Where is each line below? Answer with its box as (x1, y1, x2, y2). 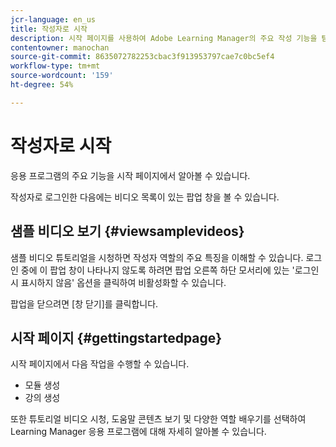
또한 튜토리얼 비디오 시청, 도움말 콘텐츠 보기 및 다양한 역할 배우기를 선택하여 (10, 413, 307, 425)
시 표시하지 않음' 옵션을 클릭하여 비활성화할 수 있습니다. (10, 276, 227, 288)
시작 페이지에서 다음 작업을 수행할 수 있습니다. (10, 358, 190, 370)
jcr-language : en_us (10, 14, 97, 25)
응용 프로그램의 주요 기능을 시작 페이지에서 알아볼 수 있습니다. (10, 169, 251, 181)
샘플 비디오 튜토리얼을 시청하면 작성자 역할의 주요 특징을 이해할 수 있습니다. (10, 251, 304, 263)
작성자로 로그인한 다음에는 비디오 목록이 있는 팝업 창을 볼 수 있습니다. (10, 191, 280, 203)
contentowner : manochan (10, 42, 110, 53)
